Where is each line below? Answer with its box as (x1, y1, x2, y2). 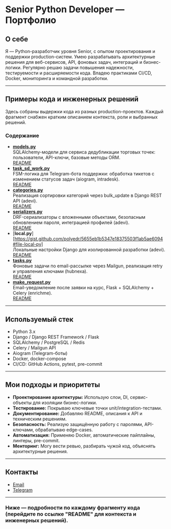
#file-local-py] (12, 241, 43, 247)
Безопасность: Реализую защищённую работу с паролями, (12, 421, 144, 427)
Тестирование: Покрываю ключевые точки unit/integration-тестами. (12, 405, 162, 411)
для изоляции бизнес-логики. (33, 399, 98, 406)
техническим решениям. (12, 416, 67, 422)
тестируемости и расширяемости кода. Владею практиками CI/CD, (5, 70, 152, 76)
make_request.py (12, 279, 51, 285)
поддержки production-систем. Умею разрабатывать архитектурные (5, 54, 155, 60)
